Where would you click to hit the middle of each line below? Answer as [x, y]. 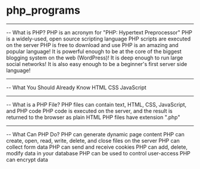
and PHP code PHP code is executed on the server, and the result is [89, 111]
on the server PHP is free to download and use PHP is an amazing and [92, 45]
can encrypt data [27, 159]
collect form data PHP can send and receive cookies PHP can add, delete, [97, 147]
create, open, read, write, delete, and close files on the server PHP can [93, 140]
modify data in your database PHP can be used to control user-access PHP [98, 153]
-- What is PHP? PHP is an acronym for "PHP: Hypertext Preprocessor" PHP [99, 32]
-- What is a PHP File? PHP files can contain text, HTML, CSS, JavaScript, [96, 104]
